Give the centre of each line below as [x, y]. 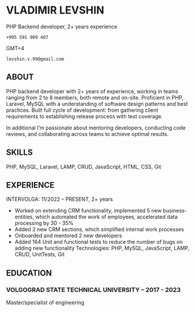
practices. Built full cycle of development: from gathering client [82, 110]
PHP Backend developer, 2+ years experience [62, 26]
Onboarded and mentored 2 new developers [68, 235]
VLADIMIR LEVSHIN [55, 10]
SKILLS [20, 153]
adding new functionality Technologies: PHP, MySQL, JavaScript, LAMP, [102, 248]
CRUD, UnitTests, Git [39, 254]
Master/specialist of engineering [45, 303]
